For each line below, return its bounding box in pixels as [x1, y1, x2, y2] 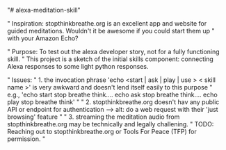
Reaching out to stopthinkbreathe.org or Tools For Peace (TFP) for [7, 128, 197, 135]
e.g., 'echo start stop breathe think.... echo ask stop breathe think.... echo [7, 90, 218, 99]
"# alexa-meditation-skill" [7, 6, 81, 14]
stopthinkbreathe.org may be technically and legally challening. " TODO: [7, 120, 214, 128]
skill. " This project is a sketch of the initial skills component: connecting [7, 55, 213, 63]
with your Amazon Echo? [7, 34, 79, 42]
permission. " [7, 135, 46, 143]
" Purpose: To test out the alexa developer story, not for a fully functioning [7, 48, 220, 56]
